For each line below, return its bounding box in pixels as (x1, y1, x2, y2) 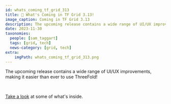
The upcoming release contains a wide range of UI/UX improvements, (5, 68, 152, 75)
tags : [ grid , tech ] (10, 41, 51, 46)
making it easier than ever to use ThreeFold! (5, 74, 98, 80)
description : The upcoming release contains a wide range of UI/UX (5, 21, 152, 27)
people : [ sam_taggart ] (10, 36, 58, 41)
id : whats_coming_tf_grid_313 (5, 7, 70, 13)
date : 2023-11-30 (5, 26, 42, 31)
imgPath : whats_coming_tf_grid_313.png (14, 54, 99, 60)
